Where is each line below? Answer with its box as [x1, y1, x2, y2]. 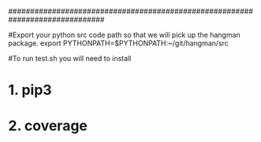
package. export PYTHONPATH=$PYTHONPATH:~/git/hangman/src [8, 38, 229, 48]
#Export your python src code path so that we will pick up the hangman [8, 31, 240, 39]
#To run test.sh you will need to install [8, 54, 132, 63]
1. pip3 [8, 82, 53, 99]
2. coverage [8, 117, 88, 135]
